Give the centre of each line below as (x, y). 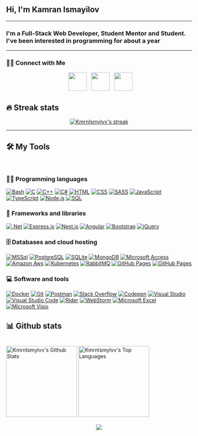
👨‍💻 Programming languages (47, 179)
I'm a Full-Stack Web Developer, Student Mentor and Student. (96, 33)
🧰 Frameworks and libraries (46, 214)
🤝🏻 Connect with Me (36, 63)
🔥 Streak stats (32, 108)
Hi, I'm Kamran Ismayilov (53, 10)
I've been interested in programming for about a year (83, 41)
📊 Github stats (34, 326)
